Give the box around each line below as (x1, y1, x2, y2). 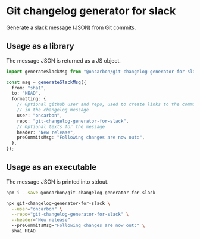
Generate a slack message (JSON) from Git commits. (6, 24, 136, 31)
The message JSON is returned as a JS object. (6, 57, 121, 64)
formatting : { (11, 96, 46, 102)
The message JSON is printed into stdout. (6, 178, 109, 185)
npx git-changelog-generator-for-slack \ (6, 200, 111, 206)
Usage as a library (6, 41, 74, 51)
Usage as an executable (6, 162, 97, 172)
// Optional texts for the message (17, 123, 105, 129)
